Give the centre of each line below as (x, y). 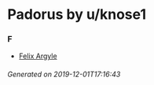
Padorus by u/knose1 (77, 15)
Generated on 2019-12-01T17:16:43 (64, 74)
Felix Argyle (38, 56)
